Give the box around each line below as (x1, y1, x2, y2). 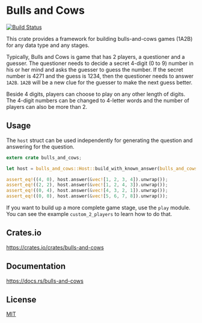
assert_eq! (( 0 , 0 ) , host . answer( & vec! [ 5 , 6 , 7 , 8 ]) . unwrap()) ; (6, 193, 168, 199)
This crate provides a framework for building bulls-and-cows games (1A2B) (6, 35, 193, 42)
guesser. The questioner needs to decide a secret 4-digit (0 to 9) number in (6, 60, 194, 67)
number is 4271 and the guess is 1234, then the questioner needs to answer (6, 72, 194, 79)
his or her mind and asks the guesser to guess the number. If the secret (6, 66, 183, 73)
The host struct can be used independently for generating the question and (6, 137, 193, 144)
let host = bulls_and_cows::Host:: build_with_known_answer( (6, 165, 161, 171)
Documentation (6, 261, 66, 271)
